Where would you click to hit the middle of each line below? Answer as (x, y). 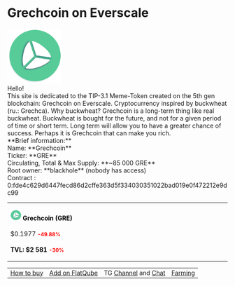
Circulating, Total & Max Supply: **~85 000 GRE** (81, 163)
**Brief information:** (40, 140)
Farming (183, 273)
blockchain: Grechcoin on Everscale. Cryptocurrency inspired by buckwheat (117, 103)
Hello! (16, 88)
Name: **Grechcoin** (40, 148)
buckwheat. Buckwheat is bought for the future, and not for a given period (114, 118)
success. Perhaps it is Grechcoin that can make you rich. (89, 133)
